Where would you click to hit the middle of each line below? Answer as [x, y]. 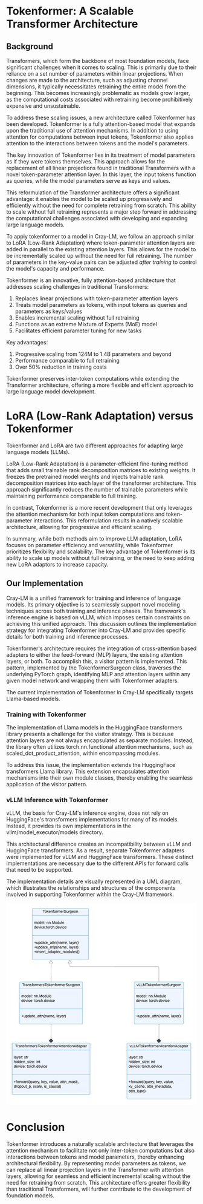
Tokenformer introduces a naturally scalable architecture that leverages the [100, 1144]
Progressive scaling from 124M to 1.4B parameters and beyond [93, 354]
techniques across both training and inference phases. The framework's [96, 611]
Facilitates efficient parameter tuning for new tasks [78, 331]
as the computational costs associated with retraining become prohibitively [100, 99]
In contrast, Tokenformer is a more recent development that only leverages [99, 507]
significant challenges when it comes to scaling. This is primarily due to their [101, 67]
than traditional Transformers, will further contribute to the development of [99, 1189]
